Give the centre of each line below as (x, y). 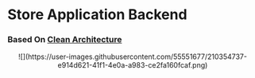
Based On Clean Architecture (65, 40)
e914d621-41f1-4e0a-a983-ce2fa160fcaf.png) (133, 65)
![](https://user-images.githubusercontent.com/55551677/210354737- (133, 57)
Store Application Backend (97, 15)
